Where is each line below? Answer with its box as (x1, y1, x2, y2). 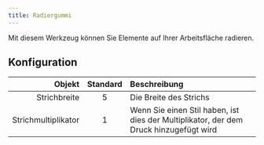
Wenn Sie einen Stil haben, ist (130, 105, 240, 116)
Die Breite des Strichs (130, 92, 210, 103)
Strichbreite (36, 92, 80, 103)
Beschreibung (130, 79, 184, 90)
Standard (86, 79, 123, 90)
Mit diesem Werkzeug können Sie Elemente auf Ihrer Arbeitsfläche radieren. (8, 33, 255, 42)
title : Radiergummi (8, 11, 72, 20)
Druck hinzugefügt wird (130, 125, 218, 136)
